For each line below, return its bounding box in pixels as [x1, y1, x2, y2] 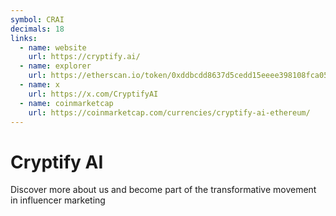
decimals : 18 [10, 24, 65, 34]
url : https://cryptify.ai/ [28, 52, 141, 62]
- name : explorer [19, 61, 92, 71]
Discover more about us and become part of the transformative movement [10, 184, 317, 196]
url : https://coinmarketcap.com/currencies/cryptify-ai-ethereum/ [28, 107, 311, 118]
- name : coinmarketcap [19, 98, 114, 108]
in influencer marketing [10, 194, 106, 206]
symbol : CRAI [10, 14, 65, 25]
